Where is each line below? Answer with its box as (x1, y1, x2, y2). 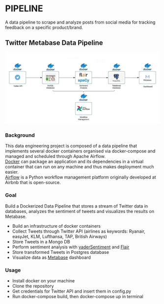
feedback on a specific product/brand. (5, 24, 83, 30)
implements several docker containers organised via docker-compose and (5, 148, 156, 154)
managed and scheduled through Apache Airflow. (5, 153, 106, 159)
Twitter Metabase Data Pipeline (5, 39, 103, 47)
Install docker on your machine (12, 277, 75, 283)
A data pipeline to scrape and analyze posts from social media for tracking (5, 19, 156, 25)
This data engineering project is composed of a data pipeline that (5, 143, 137, 149)
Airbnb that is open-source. (5, 180, 61, 185)
